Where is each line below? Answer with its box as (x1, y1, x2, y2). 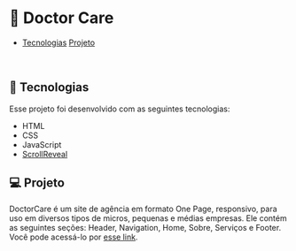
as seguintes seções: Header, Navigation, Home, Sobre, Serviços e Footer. (9, 222, 282, 232)
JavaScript (21, 139, 62, 149)
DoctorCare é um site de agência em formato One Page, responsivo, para (9, 203, 277, 214)
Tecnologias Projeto (21, 37, 96, 48)
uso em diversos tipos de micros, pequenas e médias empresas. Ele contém (9, 212, 287, 224)
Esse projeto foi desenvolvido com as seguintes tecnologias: (9, 103, 230, 114)
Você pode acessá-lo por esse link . (9, 232, 138, 242)
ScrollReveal (21, 148, 68, 159)
